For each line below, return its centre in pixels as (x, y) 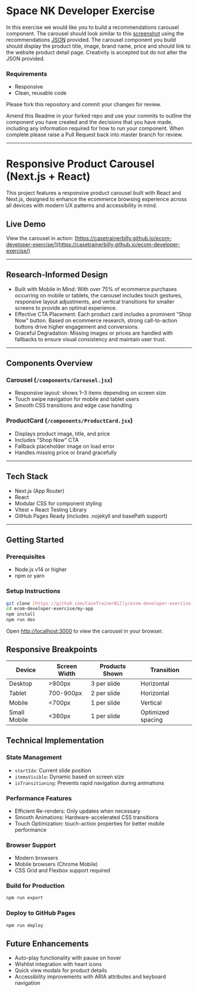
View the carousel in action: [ (42, 238)
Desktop (21, 683)
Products (113, 666)
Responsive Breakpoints (52, 649)
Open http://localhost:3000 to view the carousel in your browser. (85, 631)
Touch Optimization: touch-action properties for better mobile (90, 823)
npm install (21, 614)
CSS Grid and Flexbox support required (62, 870)
